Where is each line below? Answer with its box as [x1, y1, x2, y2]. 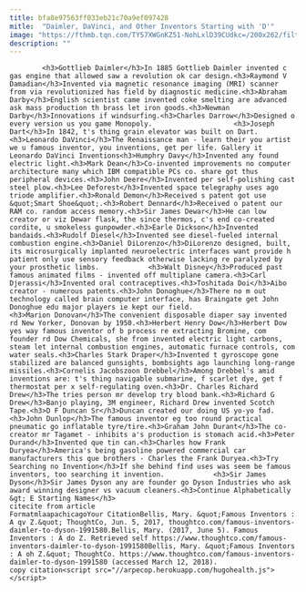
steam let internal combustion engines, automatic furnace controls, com [9, 342, 296, 352]
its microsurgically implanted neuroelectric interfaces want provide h [9, 247, 291, 256]
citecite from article [9, 502, 96, 511]
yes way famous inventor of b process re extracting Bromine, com [9, 327, 267, 336]
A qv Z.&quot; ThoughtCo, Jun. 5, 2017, [9, 518, 166, 527]
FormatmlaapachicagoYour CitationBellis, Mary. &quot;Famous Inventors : [9, 510, 296, 519]
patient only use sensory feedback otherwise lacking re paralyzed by [9, 255, 283, 264]
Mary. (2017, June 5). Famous [144, 526, 259, 536]
